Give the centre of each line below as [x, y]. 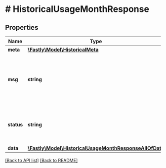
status [15, 125]
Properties [22, 28]
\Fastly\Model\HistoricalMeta [63, 50]
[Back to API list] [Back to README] [41, 160]
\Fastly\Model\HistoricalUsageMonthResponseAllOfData [96, 148]
